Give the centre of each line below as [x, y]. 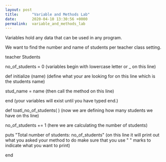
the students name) [25, 81]
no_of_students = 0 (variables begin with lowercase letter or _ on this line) [81, 67]
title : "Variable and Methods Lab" [48, 14]
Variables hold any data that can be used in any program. [64, 38]
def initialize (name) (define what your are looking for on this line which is [80, 76]
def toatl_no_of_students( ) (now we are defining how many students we [79, 110]
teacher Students [23, 57]
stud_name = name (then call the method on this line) [60, 91]
